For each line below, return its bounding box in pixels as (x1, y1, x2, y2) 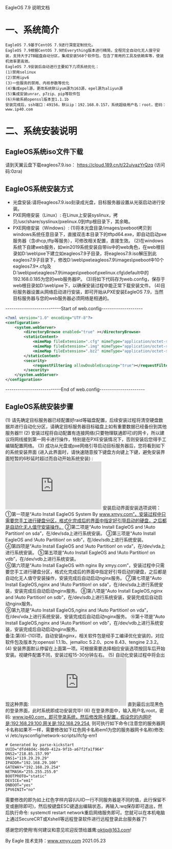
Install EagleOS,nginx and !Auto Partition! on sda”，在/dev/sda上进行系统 (5, 581, 159, 587)
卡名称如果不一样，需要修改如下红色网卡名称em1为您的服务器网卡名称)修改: (5, 726, 165, 733)
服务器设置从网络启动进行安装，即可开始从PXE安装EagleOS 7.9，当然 (17, 289, 164, 295)
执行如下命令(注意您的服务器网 (100, 720, 165, 726)
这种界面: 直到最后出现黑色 (9, 701, 164, 707)
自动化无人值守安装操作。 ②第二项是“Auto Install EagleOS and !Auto (9, 524, 156, 530)
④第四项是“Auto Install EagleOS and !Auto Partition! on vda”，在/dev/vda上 (5, 543, 165, 549)
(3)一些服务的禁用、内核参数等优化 (5, 80, 70, 85)
